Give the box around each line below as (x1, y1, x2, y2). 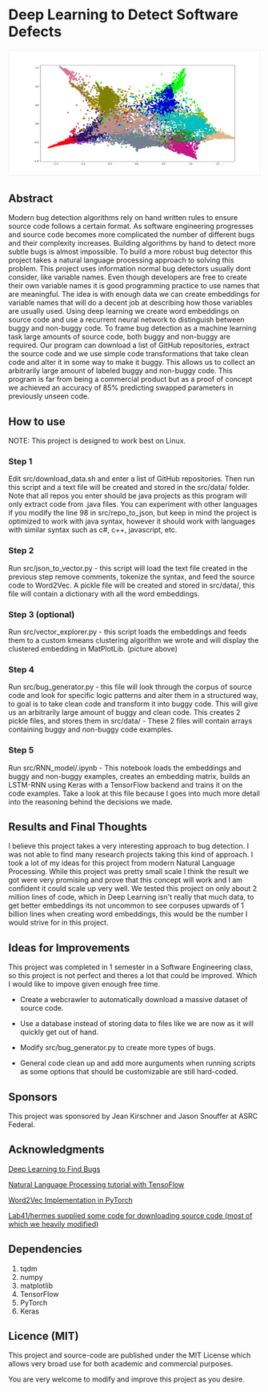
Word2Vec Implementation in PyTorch (8, 1195, 134, 1205)
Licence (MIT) (8, 1329, 79, 1342)
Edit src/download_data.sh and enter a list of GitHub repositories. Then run (8, 474, 255, 483)
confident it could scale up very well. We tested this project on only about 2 (8, 884, 258, 893)
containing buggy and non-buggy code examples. (8, 724, 174, 734)
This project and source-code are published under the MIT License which (8, 1350, 251, 1360)
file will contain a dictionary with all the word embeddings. (8, 588, 200, 598)
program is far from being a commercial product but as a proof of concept (8, 375, 253, 384)
